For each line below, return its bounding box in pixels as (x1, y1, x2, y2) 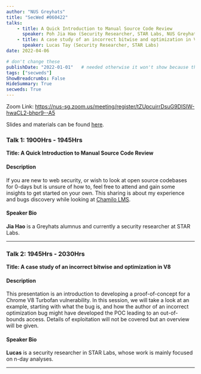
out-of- (160, 309, 178, 316)
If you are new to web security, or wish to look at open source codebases (6, 176, 187, 183)
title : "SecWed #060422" (6, 14, 68, 20)
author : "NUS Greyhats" (6, 8, 66, 15)
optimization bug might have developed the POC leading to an (6, 309, 160, 316)
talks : (6, 20, 23, 26)
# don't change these (6, 58, 60, 65)
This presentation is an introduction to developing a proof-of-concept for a (6, 290, 190, 297)
